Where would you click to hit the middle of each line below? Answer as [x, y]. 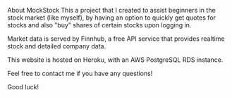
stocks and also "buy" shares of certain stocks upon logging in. [99, 25]
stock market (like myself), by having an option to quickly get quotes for [112, 18]
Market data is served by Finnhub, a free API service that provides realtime [116, 39]
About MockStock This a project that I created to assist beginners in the [112, 10]
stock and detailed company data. [57, 46]
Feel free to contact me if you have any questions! [80, 73]
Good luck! [23, 87]
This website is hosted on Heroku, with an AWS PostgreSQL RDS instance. [115, 60]
